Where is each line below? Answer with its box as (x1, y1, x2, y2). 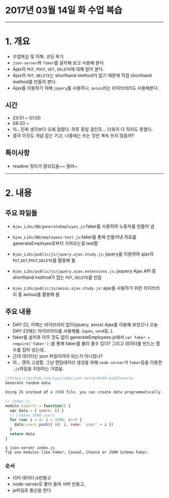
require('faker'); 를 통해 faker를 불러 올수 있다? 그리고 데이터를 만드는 (12, 341, 155, 347)
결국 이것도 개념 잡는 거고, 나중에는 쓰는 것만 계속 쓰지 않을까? (12, 132, 134, 139)
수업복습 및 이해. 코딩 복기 (12, 53, 64, 59)
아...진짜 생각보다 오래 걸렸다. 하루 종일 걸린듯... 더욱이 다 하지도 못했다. (12, 126, 153, 132)
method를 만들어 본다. (12, 79, 57, 85)
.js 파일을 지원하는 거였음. (12, 366, 64, 372)
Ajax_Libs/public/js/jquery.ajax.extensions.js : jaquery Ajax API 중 (12, 268, 156, 274)
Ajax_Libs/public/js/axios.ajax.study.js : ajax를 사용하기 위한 (12, 285, 142, 291)
